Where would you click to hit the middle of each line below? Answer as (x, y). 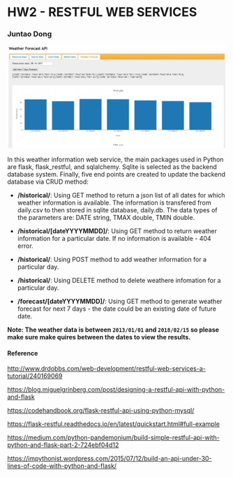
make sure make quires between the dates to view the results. (99, 337)
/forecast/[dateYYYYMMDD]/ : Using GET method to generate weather (120, 301)
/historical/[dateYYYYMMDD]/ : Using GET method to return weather (117, 230)
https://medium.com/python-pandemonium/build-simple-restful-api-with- (113, 438)
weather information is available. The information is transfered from (114, 203)
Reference (23, 353)
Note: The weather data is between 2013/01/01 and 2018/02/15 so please (113, 330)
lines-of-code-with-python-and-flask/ (62, 466)
